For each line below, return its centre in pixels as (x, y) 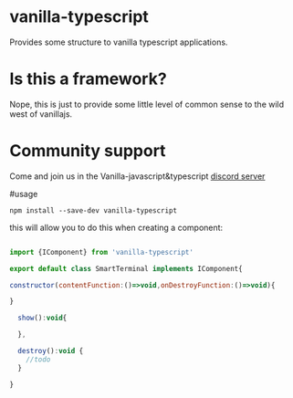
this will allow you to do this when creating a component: (116, 227)
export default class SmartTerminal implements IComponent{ (126, 268)
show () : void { (42, 318)
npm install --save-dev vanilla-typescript (94, 210)
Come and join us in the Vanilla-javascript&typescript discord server (137, 176)
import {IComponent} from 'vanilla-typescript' (102, 252)
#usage (24, 194)
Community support (88, 151)
